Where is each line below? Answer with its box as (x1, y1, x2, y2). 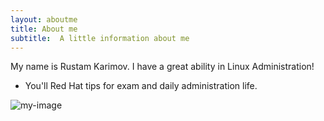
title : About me (10, 24, 78, 34)
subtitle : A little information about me (10, 33, 190, 43)
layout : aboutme (10, 14, 78, 25)
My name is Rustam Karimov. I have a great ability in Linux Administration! (10, 61, 315, 73)
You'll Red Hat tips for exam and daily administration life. (24, 80, 258, 92)
